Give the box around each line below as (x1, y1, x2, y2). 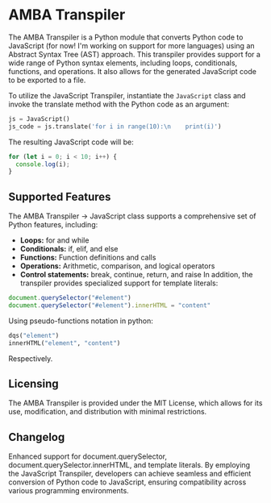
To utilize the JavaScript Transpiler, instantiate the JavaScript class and (8, 90, 246, 100)
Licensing (8, 377, 59, 391)
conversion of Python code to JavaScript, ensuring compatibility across (8, 477, 247, 487)
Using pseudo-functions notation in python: (8, 316, 153, 326)
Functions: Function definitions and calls (19, 252, 156, 263)
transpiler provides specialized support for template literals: (19, 278, 219, 288)
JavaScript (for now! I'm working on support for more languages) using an (8, 40, 256, 50)
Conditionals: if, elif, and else (19, 244, 119, 254)
